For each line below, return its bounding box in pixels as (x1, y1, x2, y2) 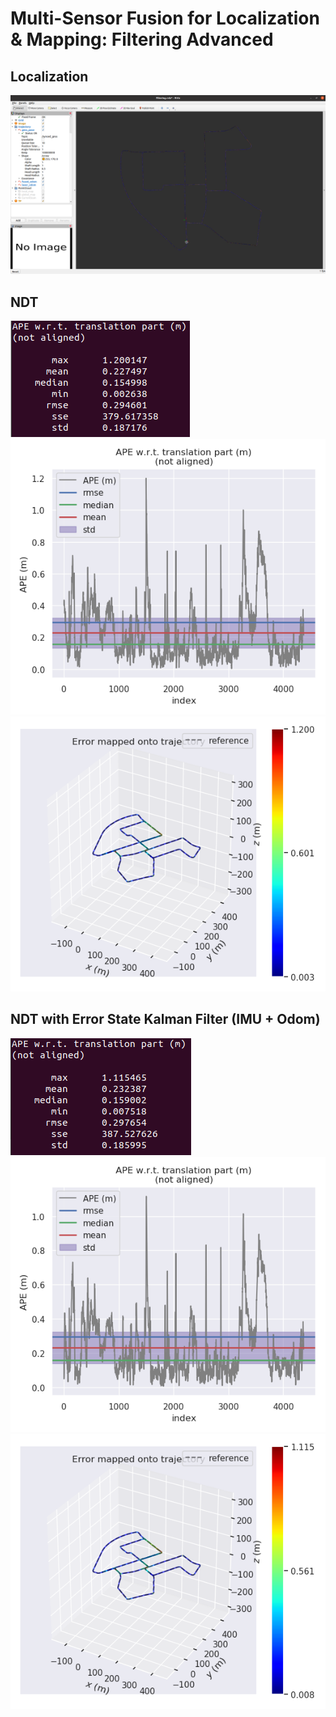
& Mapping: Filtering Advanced (10, 28, 274, 51)
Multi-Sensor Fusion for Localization (10, 7, 320, 30)
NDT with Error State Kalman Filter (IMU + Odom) (10, 1011, 321, 1028)
